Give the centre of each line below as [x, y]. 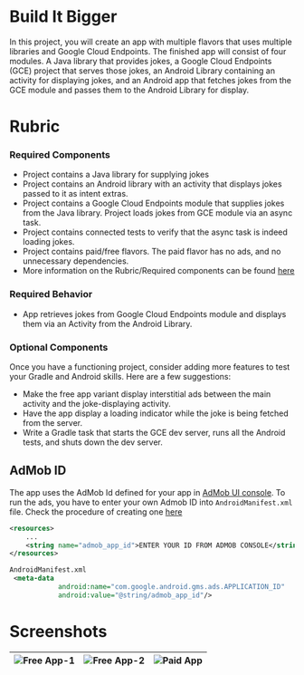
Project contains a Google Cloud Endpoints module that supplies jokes [153, 203]
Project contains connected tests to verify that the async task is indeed [155, 232]
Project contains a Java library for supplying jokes [116, 175]
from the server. [52, 423]
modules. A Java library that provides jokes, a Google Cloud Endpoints [141, 61]
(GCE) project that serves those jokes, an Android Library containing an [142, 71]
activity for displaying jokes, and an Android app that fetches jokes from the [151, 80]
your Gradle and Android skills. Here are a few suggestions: [120, 377]
